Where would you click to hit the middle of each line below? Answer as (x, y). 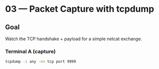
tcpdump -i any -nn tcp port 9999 (41, 62)
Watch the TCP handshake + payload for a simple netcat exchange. (74, 39)
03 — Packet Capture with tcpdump (80, 9)
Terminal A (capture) (30, 51)
